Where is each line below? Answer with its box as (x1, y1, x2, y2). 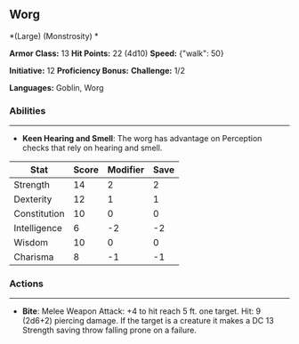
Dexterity (13, 193, 53, 205)
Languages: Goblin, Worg (9, 82, 104, 92)
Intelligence (13, 222, 62, 235)
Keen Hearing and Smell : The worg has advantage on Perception (21, 133, 263, 144)
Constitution (13, 208, 65, 220)
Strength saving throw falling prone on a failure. (21, 324, 198, 336)
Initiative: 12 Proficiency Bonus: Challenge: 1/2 (9, 65, 185, 76)
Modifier (107, 164, 145, 176)
